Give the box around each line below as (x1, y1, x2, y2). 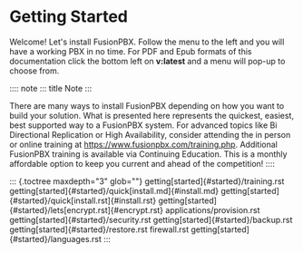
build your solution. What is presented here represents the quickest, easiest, (9, 110, 295, 121)
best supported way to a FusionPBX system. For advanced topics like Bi (9, 120, 278, 131)
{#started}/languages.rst (9, 233, 103, 244)
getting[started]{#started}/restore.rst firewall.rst (9, 224, 190, 235)
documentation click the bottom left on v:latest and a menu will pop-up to (9, 55, 286, 66)
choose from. (9, 65, 60, 76)
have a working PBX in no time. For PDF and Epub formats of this (9, 45, 252, 56)
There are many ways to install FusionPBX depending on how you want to (9, 100, 285, 111)
